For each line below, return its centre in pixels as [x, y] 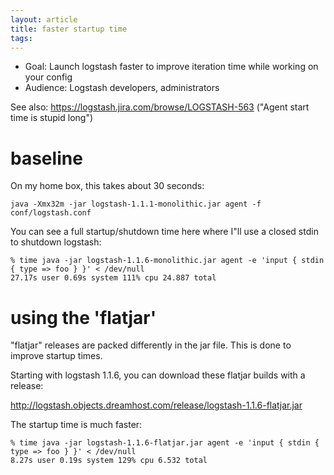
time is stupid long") [52, 118]
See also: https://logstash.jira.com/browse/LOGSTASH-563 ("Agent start [160, 107]
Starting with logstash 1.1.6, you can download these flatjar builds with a [158, 375]
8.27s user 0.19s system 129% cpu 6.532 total [109, 461]
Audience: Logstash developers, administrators [122, 88]
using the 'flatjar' [83, 317]
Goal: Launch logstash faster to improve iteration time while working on [171, 67]
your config [48, 77]
